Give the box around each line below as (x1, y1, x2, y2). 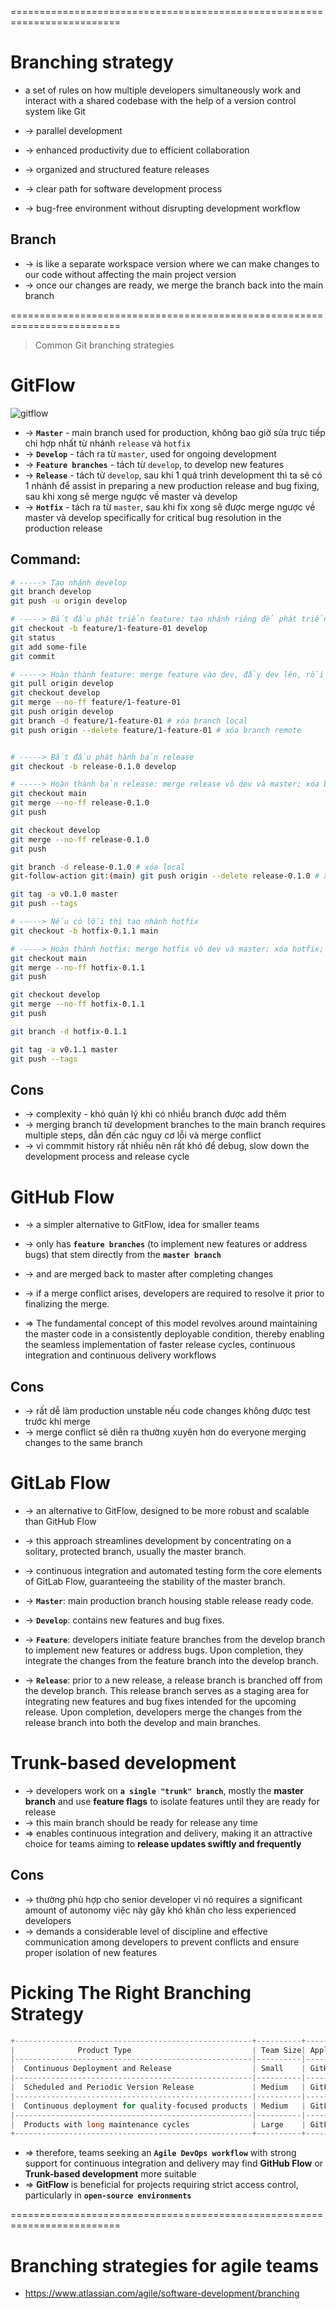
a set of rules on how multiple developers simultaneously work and (24, 84, 302, 96)
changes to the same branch (24, 1437, 143, 1449)
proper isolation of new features (24, 1946, 158, 1958)
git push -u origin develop (10, 596, 128, 606)
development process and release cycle (24, 1151, 190, 1163)
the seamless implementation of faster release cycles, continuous (24, 1339, 296, 1351)
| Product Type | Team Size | (10, 2045, 307, 2055)
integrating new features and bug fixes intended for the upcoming (24, 1696, 297, 1707)
